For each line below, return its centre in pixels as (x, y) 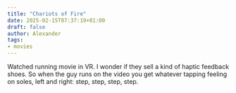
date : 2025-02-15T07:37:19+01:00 (56, 20)
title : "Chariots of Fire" (47, 14)
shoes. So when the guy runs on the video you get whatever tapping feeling (117, 74)
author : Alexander (34, 33)
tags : (15, 40)
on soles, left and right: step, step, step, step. (73, 81)
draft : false (26, 27)
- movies (20, 46)
